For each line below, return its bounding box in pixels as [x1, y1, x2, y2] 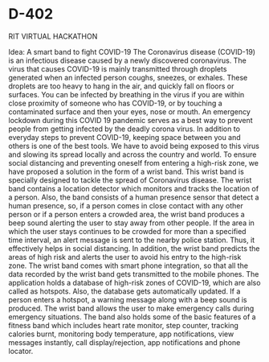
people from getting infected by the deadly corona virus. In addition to [8, 124, 241, 134]
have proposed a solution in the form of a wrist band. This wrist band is [8, 167, 245, 176]
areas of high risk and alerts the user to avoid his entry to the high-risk [8, 252, 242, 261]
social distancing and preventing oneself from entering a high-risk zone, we [8, 158, 259, 167]
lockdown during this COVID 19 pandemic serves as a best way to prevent [8, 115, 253, 125]
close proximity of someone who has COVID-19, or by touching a [8, 98, 222, 108]
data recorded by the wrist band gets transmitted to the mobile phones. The [8, 269, 259, 278]
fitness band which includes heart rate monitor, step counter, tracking [8, 320, 239, 330]
